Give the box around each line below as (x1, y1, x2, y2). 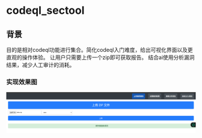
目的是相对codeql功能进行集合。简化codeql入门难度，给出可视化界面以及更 (6, 46, 194, 53)
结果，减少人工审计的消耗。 (6, 61, 75, 68)
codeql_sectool (6, 4, 85, 17)
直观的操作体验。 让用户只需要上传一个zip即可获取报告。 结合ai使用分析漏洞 (6, 54, 195, 61)
